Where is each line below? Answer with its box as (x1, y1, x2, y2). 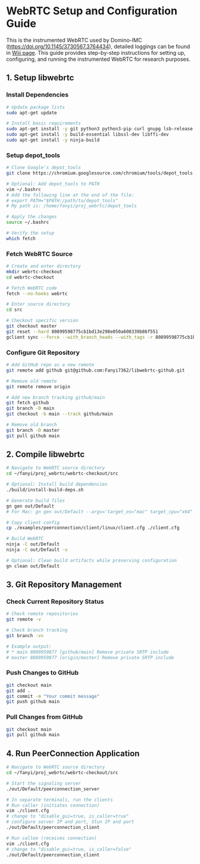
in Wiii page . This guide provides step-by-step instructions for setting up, (6, 49, 186, 56)
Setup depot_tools (6, 151, 61, 159)
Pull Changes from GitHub (6, 713, 83, 721)
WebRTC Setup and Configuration (6, 4, 177, 18)
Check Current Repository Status (6, 597, 104, 606)
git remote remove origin (6, 383, 70, 389)
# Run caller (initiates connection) (6, 802, 100, 808)
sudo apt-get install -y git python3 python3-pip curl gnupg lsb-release (6, 126, 193, 132)
